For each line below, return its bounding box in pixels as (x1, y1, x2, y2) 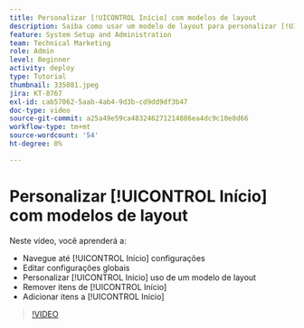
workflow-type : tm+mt (9, 123, 91, 132)
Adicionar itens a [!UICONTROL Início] (22, 291, 165, 302)
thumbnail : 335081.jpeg (9, 80, 100, 89)
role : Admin (9, 47, 54, 56)
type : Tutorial (9, 72, 67, 81)
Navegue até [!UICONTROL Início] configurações (22, 252, 205, 263)
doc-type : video (9, 106, 71, 115)
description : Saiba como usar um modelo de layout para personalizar (9, 22, 278, 31)
